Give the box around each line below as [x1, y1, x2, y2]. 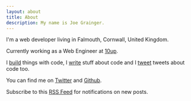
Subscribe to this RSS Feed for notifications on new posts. [6, 89, 148, 96]
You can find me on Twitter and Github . [6, 77, 102, 84]
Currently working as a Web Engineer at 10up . [6, 48, 119, 55]
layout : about [6, 8, 42, 15]
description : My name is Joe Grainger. [6, 20, 105, 26]
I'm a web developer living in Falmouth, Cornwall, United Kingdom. [6, 36, 169, 43]
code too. [6, 65, 30, 72]
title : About [6, 14, 39, 20]
